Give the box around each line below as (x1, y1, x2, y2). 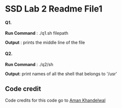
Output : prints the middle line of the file (5, 40, 85, 45)
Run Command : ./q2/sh (5, 61, 53, 67)
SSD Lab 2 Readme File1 (5, 3, 103, 14)
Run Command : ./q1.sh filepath (5, 30, 69, 36)
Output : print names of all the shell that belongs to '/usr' (5, 71, 118, 77)
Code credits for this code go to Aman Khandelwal (5, 97, 106, 103)
